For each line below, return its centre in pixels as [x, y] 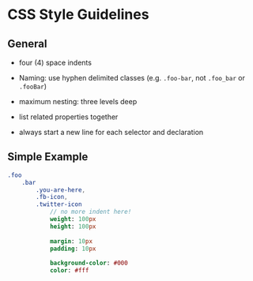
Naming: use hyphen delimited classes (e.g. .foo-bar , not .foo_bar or [132, 78]
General [28, 44]
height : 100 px [73, 227]
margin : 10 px [71, 241]
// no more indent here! [91, 212]
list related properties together [68, 117]
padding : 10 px [73, 249]
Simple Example [48, 157]
